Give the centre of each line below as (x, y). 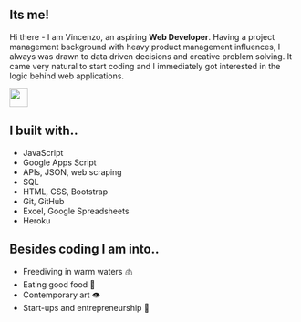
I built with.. (44, 131)
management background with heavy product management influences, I (145, 47)
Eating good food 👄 (59, 285)
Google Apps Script (60, 162)
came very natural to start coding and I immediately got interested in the (145, 66)
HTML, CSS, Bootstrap (65, 192)
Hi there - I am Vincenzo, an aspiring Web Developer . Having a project (142, 36)
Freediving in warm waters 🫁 (78, 272)
